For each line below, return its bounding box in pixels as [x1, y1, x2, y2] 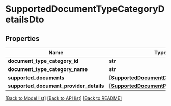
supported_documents [8, 74, 65, 81]
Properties [5, 34, 40, 43]
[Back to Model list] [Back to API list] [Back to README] [5, 95, 122, 101]
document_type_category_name [8, 66, 88, 73]
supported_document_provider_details [8, 82, 104, 89]
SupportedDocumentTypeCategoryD [5, 3, 165, 15]
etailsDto [5, 14, 44, 25]
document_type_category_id [8, 58, 79, 64]
